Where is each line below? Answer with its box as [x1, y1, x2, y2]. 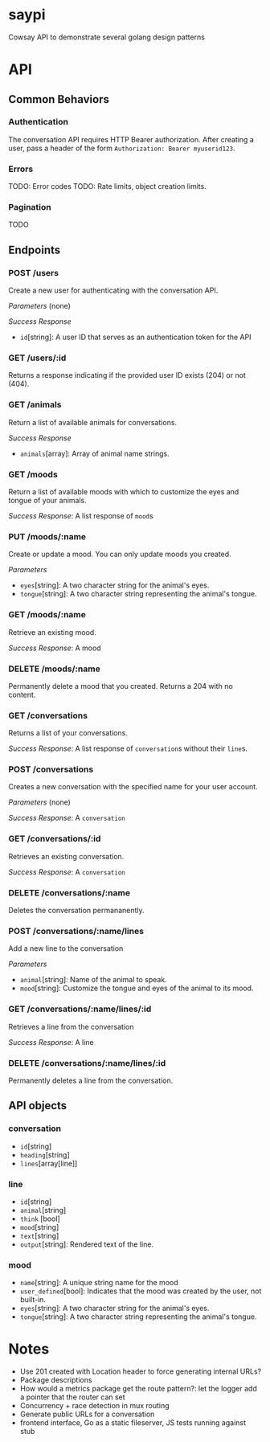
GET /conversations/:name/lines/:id [8, 1003, 152, 1014]
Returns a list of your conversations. [8, 728, 129, 738]
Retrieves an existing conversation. [8, 851, 125, 861]
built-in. [19, 1295, 47, 1305]
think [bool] [19, 1214, 60, 1223]
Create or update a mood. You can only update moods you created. [8, 549, 231, 559]
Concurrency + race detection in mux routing [19, 1401, 170, 1411]
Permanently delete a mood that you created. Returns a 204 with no [8, 681, 233, 690]
